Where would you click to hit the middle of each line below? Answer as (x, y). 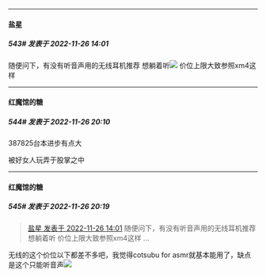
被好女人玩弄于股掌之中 (46, 160)
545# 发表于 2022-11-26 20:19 (59, 207)
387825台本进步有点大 (45, 143)
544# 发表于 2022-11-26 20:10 (59, 121)
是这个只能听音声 (36, 264)
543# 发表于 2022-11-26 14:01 (59, 44)
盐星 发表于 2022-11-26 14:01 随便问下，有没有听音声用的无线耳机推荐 (142, 228)
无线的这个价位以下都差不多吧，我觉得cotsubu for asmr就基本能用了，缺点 (130, 255)
